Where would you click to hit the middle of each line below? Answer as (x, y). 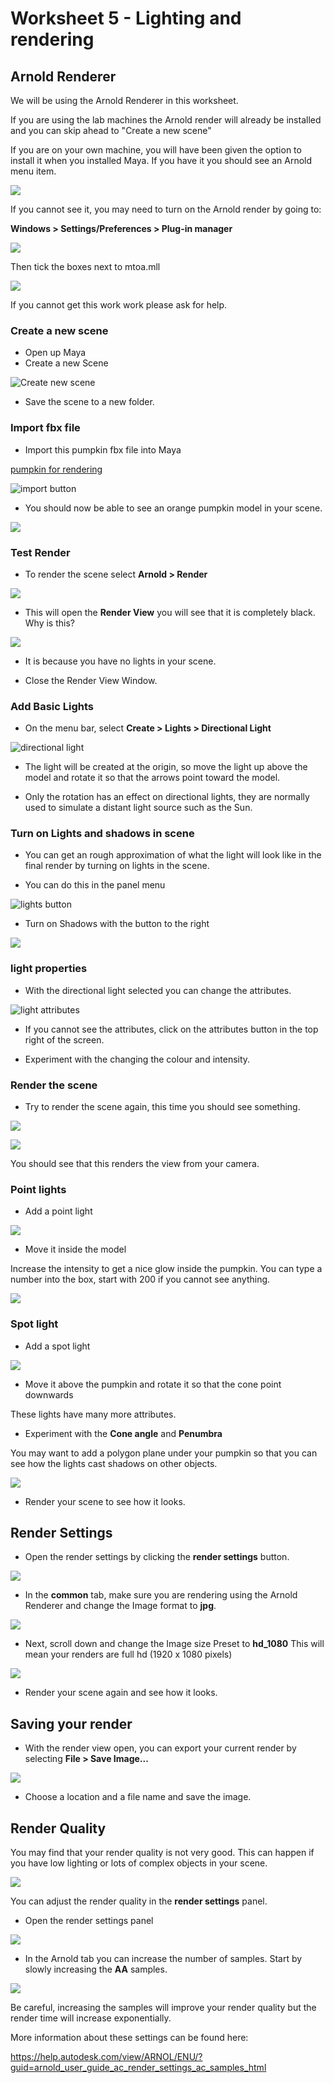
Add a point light (58, 1211)
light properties (49, 969)
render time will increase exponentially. (91, 2018)
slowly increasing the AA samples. (96, 1969)
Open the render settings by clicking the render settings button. (157, 1557)
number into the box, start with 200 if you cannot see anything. (140, 1279)
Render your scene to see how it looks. (105, 1501)
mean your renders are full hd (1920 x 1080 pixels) (128, 1654)
